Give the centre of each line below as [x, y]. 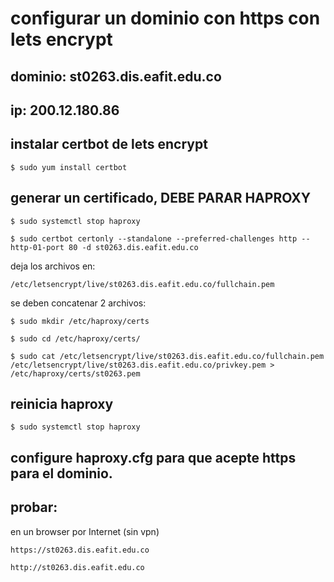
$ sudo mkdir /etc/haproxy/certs [80, 321]
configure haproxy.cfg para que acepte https [153, 457]
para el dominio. [61, 473]
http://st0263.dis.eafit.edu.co [77, 567]
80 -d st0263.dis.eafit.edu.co [133, 247]
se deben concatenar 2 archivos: [78, 303]
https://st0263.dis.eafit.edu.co [80, 550]
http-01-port [37, 247]
